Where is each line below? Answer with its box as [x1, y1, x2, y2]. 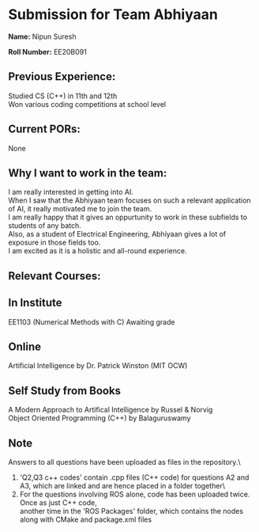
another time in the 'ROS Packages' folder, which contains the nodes [19, 507, 243, 516]
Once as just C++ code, [19, 498, 97, 507]
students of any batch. [8, 221, 81, 230]
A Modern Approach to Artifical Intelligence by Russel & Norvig [8, 405, 213, 415]
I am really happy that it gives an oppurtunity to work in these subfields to [8, 212, 247, 222]
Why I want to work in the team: [8, 166, 167, 180]
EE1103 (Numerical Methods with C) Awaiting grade [8, 317, 175, 326]
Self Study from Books [8, 384, 121, 397]
